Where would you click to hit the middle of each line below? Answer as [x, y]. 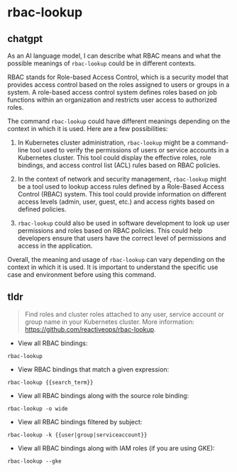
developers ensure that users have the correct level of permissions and [122, 238]
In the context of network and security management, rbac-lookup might [122, 179]
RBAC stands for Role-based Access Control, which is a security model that [118, 77]
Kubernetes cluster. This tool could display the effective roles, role [114, 158]
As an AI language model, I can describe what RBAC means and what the [114, 56]
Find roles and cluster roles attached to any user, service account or [125, 314]
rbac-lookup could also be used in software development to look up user [123, 223]
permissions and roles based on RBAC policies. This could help [110, 231]
